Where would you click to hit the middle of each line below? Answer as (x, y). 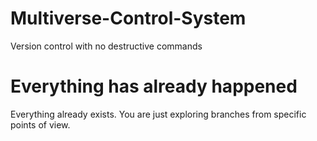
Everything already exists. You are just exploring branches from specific (158, 114)
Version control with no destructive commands (106, 46)
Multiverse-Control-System (128, 18)
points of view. (40, 124)
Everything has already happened (154, 86)
